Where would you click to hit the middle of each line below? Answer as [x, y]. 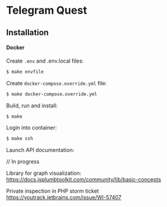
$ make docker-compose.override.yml [52, 94]
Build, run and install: [32, 106]
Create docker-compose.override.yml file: [57, 83]
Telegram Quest [47, 10]
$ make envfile [25, 72]
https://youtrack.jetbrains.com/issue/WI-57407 [64, 197]
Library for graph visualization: [44, 173]
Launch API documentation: [40, 150]
